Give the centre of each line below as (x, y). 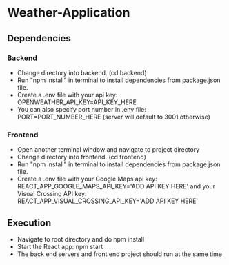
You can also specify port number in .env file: (82, 109)
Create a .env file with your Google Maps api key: (87, 179)
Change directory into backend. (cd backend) (82, 72)
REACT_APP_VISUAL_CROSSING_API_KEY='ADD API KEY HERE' (108, 201)
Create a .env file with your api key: (67, 95)
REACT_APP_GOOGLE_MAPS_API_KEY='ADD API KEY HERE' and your (116, 186)
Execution (29, 223)
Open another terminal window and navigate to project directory (108, 150)
